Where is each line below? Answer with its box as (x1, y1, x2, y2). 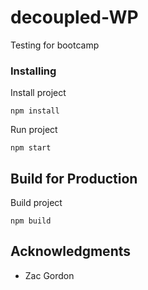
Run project (10, 124, 58, 136)
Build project (10, 197, 63, 209)
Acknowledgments (10, 243, 132, 260)
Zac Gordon (24, 269, 75, 281)
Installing (10, 64, 57, 78)
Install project (10, 87, 67, 99)
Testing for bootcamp (10, 39, 100, 51)
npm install (10, 106, 60, 116)
